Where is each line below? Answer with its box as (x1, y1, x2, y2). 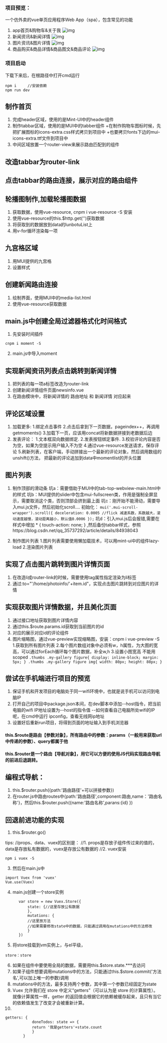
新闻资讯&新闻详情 (12, 34, 51, 40)
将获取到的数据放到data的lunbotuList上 (12, 222, 93, 227)
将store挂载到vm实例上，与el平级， (12, 942, 86, 948)
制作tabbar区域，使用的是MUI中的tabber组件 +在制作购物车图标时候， (12, 123, 157, 129)
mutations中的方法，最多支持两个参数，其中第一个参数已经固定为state (12, 981, 157, 987)
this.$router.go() (12, 829, 46, 835)
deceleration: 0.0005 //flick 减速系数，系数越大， (54, 510, 157, 515)
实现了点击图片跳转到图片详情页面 (5, 560, 110, 569)
